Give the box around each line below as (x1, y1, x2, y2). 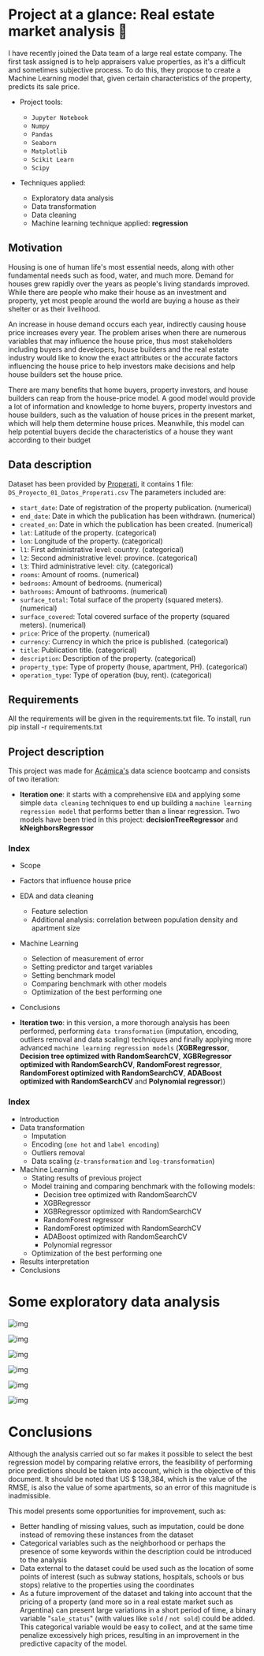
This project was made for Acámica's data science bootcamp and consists (8, 766, 251, 776)
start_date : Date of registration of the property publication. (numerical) (19, 502, 252, 512)
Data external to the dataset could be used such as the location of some (19, 1563, 254, 1572)
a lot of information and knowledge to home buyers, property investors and (8, 401, 252, 411)
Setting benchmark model (31, 971, 116, 980)
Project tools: (19, 97, 63, 106)
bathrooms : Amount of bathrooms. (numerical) (19, 586, 168, 596)
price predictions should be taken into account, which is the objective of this (8, 1465, 256, 1475)
